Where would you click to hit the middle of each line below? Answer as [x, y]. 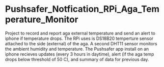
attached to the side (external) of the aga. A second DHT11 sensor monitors [81, 43]
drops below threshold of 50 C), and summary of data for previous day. [77, 59]
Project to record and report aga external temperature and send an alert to [80, 33]
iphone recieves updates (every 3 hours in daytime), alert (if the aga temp [80, 54]
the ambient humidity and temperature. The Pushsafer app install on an [77, 49]
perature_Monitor [42, 19]
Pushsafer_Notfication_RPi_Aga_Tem [82, 9]
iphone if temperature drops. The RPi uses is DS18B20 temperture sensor [79, 38]
